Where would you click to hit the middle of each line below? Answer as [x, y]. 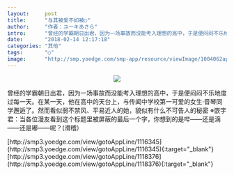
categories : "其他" [34, 46]
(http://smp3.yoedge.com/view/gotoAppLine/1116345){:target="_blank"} [111, 149]
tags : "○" [31, 53]
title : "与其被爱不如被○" [49, 20]
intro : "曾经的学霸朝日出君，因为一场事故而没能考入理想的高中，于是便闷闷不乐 [116, 33]
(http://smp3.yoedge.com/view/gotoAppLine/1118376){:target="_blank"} [110, 164]
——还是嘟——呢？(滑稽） [45, 128]
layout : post [32, 14]
